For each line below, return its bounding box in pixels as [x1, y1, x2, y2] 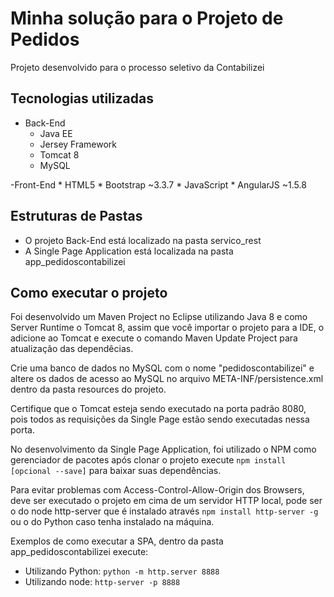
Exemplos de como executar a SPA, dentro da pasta [10, 535, 224, 547]
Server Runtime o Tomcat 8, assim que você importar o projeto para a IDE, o [10, 322, 325, 334]
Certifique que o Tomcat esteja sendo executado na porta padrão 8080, [10, 403, 307, 415]
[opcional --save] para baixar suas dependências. [10, 465, 222, 477]
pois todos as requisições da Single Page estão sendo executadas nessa [10, 413, 310, 426]
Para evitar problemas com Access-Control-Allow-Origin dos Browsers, [10, 484, 305, 496]
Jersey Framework [39, 138, 118, 150]
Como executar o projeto [10, 284, 168, 301]
